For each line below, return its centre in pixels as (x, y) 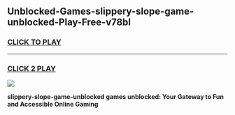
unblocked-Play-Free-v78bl (69, 23)
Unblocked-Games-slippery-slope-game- (101, 11)
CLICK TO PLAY (34, 43)
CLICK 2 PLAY (31, 68)
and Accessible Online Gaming (53, 104)
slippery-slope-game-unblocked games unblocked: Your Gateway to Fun (115, 96)
